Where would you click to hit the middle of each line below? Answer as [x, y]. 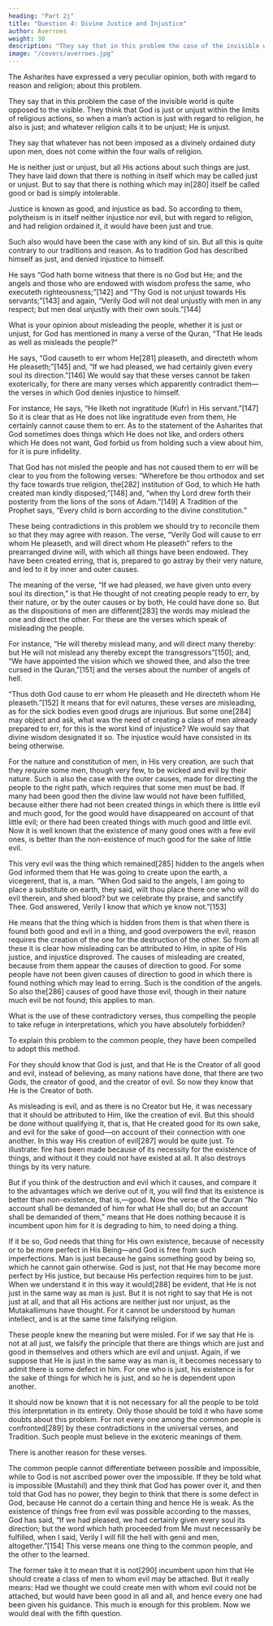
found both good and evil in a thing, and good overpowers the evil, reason [132, 931]
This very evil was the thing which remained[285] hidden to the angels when [136, 863]
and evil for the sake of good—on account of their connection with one [127, 1132]
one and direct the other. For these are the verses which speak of [118, 619]
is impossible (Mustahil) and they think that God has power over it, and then [135, 1485]
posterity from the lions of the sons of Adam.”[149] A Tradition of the [123, 502]
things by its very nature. [50, 1167]
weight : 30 [27, 39]
